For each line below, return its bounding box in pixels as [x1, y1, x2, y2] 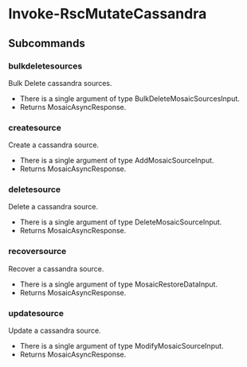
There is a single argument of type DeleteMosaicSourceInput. [19, 217, 222, 227]
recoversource [8, 246, 67, 257]
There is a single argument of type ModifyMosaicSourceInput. [19, 342, 225, 351]
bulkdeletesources [8, 61, 83, 72]
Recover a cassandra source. [8, 264, 104, 273]
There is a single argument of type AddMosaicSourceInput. [19, 156, 214, 166]
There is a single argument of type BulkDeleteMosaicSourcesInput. [19, 93, 241, 103]
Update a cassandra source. [8, 326, 101, 335]
